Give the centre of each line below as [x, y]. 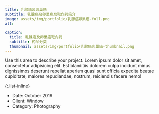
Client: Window [28, 101]
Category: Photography [36, 106]
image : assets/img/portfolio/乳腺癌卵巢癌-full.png [58, 19]
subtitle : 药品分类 [28, 42]
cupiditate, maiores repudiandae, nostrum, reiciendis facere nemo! [73, 76]
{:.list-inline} [18, 86]
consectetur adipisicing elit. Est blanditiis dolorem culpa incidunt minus [78, 65]
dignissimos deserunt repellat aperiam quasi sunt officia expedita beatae [79, 71]
